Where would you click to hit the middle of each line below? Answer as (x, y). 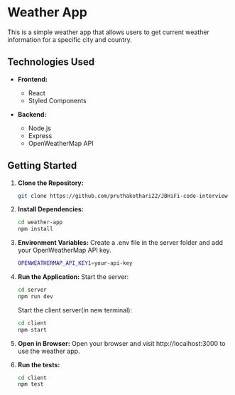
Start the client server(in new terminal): (75, 310)
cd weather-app (40, 222)
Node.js (40, 128)
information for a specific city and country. (70, 39)
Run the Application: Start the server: (73, 277)
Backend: (32, 114)
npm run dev (35, 296)
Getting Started (42, 165)
